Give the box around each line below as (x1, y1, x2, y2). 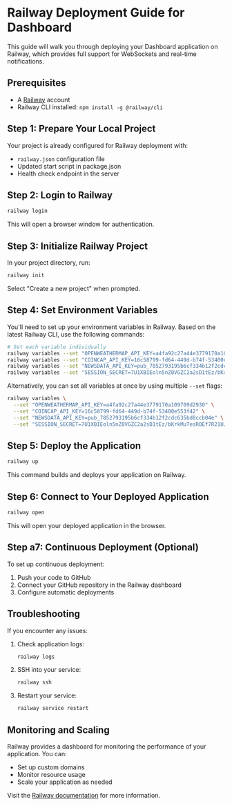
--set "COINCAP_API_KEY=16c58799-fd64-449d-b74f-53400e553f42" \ (13, 408, 206, 415)
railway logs (17, 653, 55, 660)
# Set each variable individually (7, 344, 107, 350)
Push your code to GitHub (17, 573, 91, 581)
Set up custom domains (17, 762, 85, 771)
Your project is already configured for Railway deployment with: (7, 141, 188, 149)
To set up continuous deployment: (7, 560, 105, 568)
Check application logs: (17, 639, 85, 648)
